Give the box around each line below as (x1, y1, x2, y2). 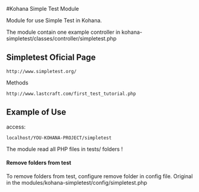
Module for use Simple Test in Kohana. (6, 17, 103, 24)
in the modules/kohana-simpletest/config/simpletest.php (6, 179, 148, 186)
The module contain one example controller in (6, 28, 121, 36)
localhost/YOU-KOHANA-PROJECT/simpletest (6, 135, 112, 141)
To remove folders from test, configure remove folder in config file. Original (6, 172, 193, 180)
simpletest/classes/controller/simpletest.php (6, 35, 117, 42)
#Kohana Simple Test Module (6, 5, 80, 12)
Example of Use (6, 107, 66, 117)
